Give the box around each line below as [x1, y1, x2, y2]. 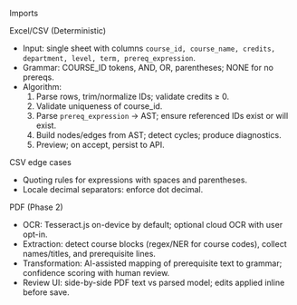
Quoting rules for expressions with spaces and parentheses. [22, 174, 247, 185]
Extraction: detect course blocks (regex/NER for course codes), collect [22, 239, 287, 249]
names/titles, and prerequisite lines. [22, 249, 157, 259]
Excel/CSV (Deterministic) [9, 25, 107, 35]
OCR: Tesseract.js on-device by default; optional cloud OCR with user [22, 220, 283, 230]
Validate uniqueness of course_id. [35, 101, 163, 112]
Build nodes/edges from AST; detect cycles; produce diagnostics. [35, 130, 283, 140]
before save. [22, 287, 70, 298]
